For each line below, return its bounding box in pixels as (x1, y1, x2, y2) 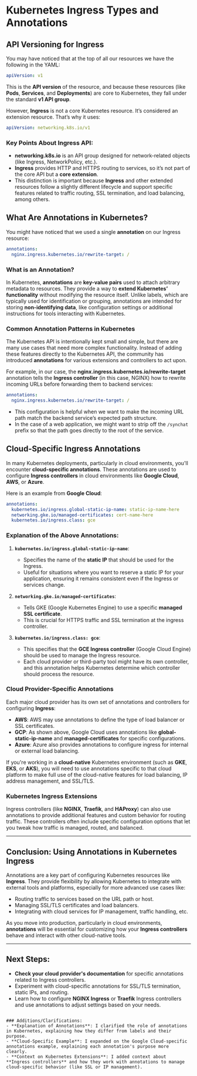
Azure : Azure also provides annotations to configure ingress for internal (14, 741, 189, 748)
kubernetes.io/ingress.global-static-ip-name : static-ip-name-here (11, 506, 180, 512)
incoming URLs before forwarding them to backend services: (6, 380, 154, 388)
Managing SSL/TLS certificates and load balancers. (14, 901, 140, 908)
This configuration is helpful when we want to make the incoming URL (14, 408, 184, 415)
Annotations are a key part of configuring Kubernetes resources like (6, 871, 170, 878)
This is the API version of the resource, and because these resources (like (6, 83, 186, 90)
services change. (23, 581, 66, 588)
